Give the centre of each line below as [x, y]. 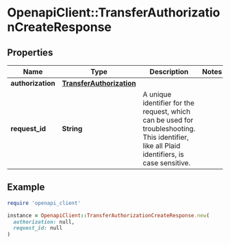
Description [169, 72]
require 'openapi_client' [44, 203]
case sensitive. [167, 163]
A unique [157, 94]
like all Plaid [162, 146]
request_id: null [38, 228]
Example [26, 187]
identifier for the [169, 103]
